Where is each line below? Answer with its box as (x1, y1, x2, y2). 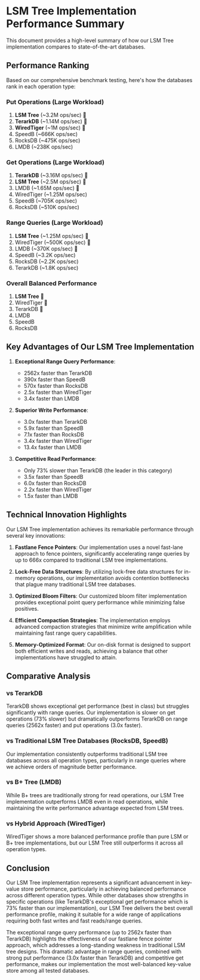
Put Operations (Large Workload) (6, 98, 104, 106)
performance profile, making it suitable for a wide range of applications (6, 910, 181, 918)
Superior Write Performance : (14, 406, 88, 414)
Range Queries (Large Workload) (6, 219, 103, 227)
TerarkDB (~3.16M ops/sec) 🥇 (14, 172, 88, 179)
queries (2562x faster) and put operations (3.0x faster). (6, 722, 143, 729)
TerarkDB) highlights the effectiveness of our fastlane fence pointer (6, 935, 172, 942)
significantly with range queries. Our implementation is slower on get (6, 709, 176, 716)
